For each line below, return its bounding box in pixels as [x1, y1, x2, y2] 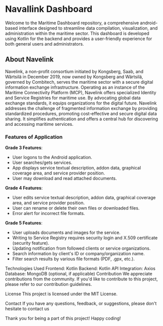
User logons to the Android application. [12, 155, 92, 161]
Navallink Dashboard [5, 3, 93, 15]
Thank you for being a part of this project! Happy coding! [5, 316, 121, 322]
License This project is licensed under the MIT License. [5, 291, 118, 297]
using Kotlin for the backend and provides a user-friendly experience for [5, 36, 152, 42]
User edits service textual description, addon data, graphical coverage [12, 195, 156, 201]
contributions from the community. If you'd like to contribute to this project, [5, 276, 158, 282]
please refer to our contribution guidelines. [5, 281, 92, 287]
